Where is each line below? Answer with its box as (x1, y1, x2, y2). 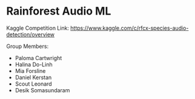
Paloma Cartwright (15, 54, 62, 61)
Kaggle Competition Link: (6, 24, 70, 32)
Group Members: (6, 43, 49, 50)
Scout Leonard (15, 80, 53, 87)
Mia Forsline (15, 67, 46, 74)
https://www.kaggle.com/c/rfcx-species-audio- (70, 24, 189, 32)
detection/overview (6, 30, 55, 38)
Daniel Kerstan (15, 73, 52, 81)
